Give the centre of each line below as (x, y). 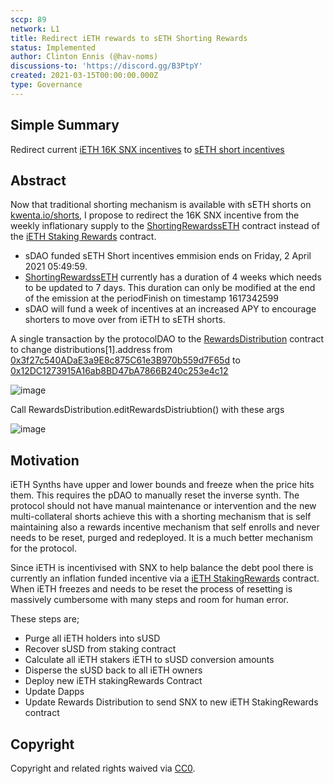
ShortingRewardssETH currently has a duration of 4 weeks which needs (173, 277)
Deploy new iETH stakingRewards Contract (113, 681)
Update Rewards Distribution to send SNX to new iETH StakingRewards (171, 702)
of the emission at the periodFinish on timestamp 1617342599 (151, 298)
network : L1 (35, 29)
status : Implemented (53, 47)
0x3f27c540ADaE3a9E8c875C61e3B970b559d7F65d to (125, 360)
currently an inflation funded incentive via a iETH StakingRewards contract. (165, 578)
